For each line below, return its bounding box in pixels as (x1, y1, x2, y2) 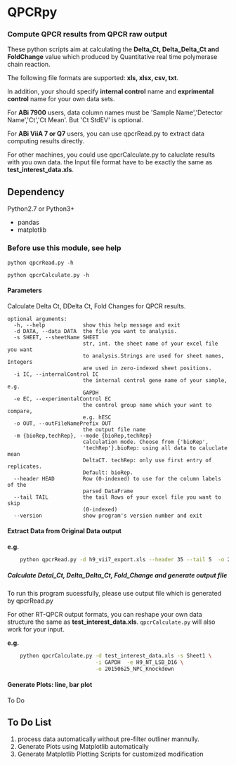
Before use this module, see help (7, 243, 122, 253)
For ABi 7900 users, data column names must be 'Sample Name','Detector (7, 108, 223, 117)
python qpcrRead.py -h (7, 259, 74, 266)
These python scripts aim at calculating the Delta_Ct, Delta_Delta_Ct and (7, 45, 220, 53)
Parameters (7, 286, 42, 295)
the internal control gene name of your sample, (82, 377, 228, 384)
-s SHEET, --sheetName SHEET (13, 334, 99, 341)
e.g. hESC (82, 414, 112, 421)
